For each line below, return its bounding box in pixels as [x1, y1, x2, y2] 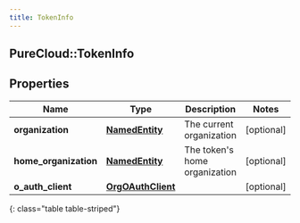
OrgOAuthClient [105, 180, 176, 193]
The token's [184, 144, 234, 156]
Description [185, 103, 237, 115]
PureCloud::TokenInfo [9, 46, 135, 62]
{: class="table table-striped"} [9, 202, 121, 214]
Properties [9, 77, 70, 92]
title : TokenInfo [9, 12, 74, 22]
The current [184, 118, 234, 130]
